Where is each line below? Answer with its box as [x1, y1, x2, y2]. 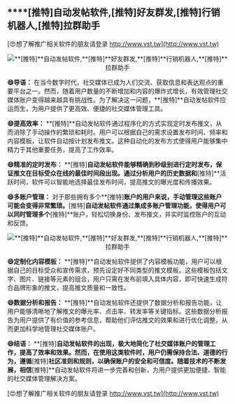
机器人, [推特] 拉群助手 [7, 20, 100, 31]
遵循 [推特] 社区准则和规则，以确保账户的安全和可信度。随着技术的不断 [19, 356, 220, 365]
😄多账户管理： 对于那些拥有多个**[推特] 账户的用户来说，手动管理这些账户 [7, 192, 222, 201]
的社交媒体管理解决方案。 [7, 374, 81, 382]
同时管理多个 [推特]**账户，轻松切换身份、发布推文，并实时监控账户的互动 [13, 210, 227, 218]
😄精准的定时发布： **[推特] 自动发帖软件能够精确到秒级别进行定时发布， [7, 160, 216, 168]
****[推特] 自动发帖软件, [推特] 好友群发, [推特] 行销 [7, 6, 220, 19]
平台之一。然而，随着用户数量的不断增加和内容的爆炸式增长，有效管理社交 [13, 87, 228, 95]
